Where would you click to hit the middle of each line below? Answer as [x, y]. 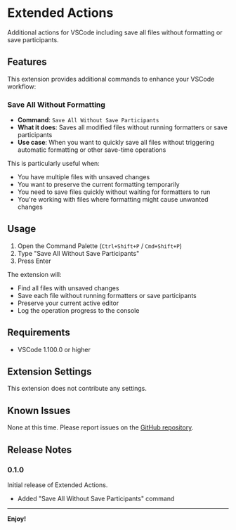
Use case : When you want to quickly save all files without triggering [116, 143]
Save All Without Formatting [56, 105]
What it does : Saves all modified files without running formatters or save [123, 127]
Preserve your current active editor [68, 303]
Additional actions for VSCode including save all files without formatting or [115, 32]
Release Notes [40, 450]
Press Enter [34, 261]
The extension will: [34, 274]
